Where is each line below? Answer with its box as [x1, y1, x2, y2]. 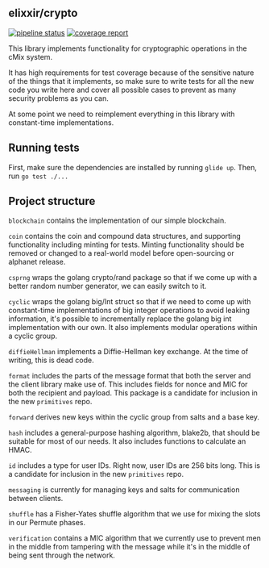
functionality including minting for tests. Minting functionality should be [8, 240, 245, 249]
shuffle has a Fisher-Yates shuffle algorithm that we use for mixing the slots [8, 509, 261, 519]
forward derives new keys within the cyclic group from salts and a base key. [8, 412, 260, 422]
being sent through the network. [8, 550, 115, 560]
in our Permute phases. [8, 518, 86, 528]
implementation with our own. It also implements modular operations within [8, 323, 258, 332]
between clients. [8, 494, 64, 503]
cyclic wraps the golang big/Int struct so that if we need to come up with [8, 297, 251, 307]
